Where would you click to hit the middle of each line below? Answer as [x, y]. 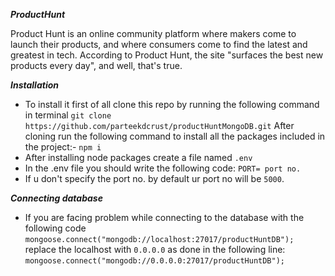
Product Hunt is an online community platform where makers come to [153, 33]
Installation [34, 85]
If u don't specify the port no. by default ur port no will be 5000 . [154, 178]
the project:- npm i [63, 147]
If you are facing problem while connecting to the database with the [164, 217]
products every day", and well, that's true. [96, 65]
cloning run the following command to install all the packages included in [175, 136]
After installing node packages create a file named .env [138, 157]
